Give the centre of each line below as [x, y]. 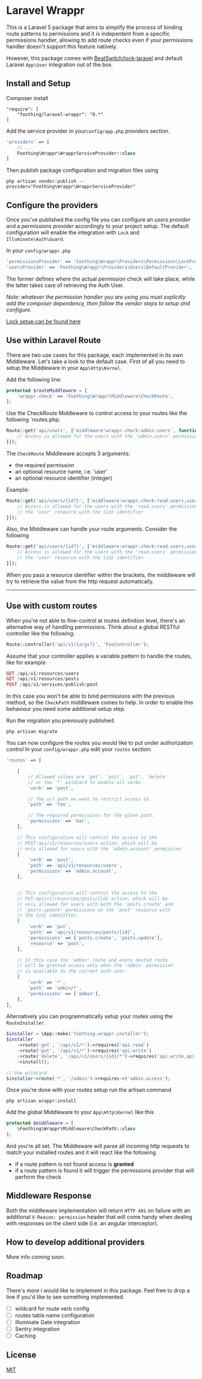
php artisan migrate [32, 732]
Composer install [27, 98]
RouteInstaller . [26, 1023]
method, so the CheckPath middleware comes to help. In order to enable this [100, 702]
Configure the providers [52, 205]
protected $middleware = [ [40, 1123]
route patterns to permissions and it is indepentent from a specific [88, 33]
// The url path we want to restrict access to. [90, 799]
